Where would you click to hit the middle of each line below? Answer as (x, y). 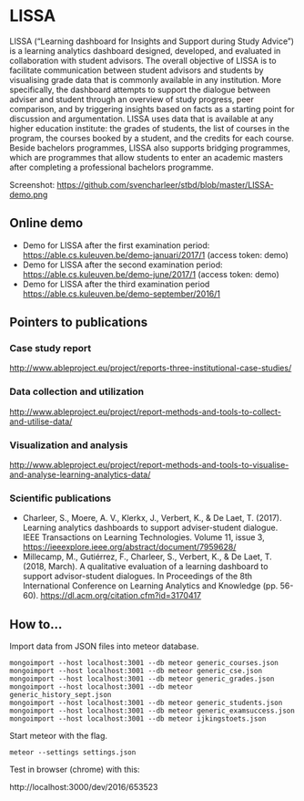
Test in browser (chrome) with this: (75, 770)
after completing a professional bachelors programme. (111, 167)
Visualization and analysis (69, 445)
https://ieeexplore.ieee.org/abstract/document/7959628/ (129, 547)
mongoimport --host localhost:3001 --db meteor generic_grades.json (142, 679)
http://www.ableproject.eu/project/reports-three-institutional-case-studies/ (151, 368)
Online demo (46, 223)
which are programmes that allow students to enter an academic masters (147, 157)
